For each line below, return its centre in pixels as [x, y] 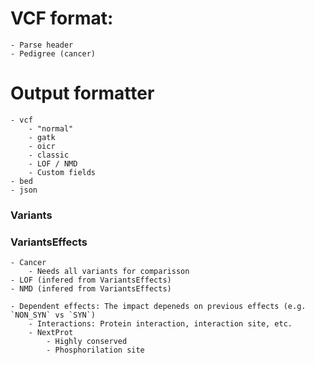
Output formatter [82, 93]
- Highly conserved [87, 342]
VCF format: [62, 18]
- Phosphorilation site [95, 350]
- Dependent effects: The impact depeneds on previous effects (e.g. [158, 307]
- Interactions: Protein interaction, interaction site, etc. [160, 324]
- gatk [42, 137]
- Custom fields [62, 172]
